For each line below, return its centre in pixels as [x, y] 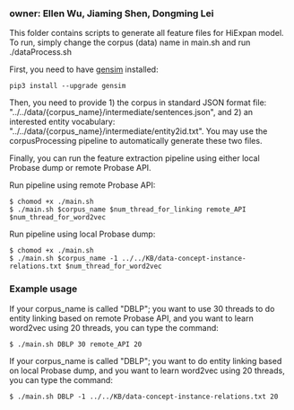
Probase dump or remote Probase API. [80, 168]
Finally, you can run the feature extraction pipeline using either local [134, 158]
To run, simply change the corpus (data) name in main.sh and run [130, 42]
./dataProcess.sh [41, 52]
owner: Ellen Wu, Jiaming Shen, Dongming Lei [112, 13]
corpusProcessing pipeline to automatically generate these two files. [136, 141]
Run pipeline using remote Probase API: [82, 185]
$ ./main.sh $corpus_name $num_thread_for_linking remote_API [128, 209]
